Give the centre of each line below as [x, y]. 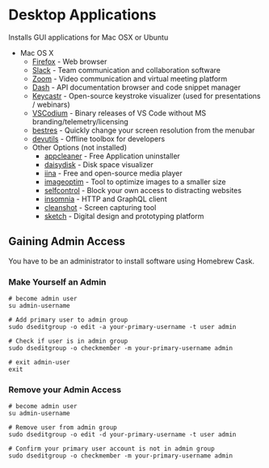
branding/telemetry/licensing [80, 121]
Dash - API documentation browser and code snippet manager [136, 87]
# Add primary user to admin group [68, 320]
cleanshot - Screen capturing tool [100, 207]
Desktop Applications [82, 15]
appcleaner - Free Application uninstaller [112, 156]
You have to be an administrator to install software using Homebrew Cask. [132, 261]
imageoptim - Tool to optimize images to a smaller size [135, 181]
